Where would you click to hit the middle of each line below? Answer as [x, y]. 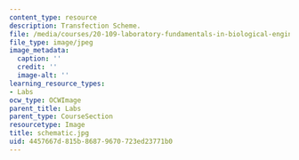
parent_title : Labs [45, 108]
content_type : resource [53, 17]
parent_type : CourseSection [61, 116]
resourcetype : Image [48, 125]
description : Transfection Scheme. [75, 26]
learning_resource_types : [57, 84]
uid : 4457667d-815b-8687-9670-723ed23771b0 [91, 141]
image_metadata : [39, 51]
